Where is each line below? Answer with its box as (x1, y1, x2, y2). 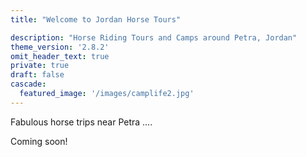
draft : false (10, 70, 65, 80)
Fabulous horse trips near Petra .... (10, 116, 153, 128)
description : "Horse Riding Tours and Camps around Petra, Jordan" (10, 32, 298, 43)
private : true (10, 61, 70, 71)
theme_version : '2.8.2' (10, 42, 110, 52)
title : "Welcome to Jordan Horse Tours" (10, 14, 182, 25)
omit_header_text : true (10, 51, 110, 61)
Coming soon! (10, 135, 68, 147)
